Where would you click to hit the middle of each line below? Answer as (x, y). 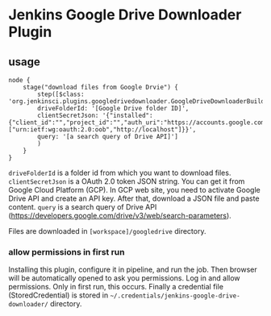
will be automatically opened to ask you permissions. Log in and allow (124, 278)
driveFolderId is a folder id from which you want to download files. (120, 173)
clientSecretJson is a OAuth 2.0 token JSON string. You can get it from (127, 181)
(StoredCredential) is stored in (58, 295)
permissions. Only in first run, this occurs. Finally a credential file (116, 287)
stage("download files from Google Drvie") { (101, 87)
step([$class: (61, 94)
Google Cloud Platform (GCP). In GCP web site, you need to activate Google (134, 190)
